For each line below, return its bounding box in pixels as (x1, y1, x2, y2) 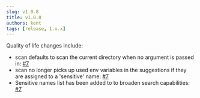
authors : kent (6, 20, 42, 26)
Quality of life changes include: (6, 42, 83, 49)
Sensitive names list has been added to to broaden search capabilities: (14, 79, 190, 87)
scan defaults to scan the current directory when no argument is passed (14, 54, 194, 61)
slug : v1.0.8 (6, 8, 39, 15)
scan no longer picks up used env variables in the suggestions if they (14, 67, 187, 74)
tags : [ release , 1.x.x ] (6, 25, 66, 32)
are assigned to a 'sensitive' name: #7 (14, 73, 109, 80)
